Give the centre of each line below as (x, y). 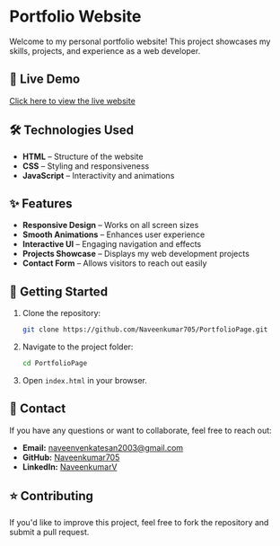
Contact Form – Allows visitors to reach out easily (114, 263)
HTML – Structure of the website (83, 156)
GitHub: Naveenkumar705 (71, 457)
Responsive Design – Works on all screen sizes (110, 225)
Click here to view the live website (73, 101)
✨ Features (41, 203)
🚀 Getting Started (59, 291)
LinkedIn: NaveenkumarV (70, 467)
